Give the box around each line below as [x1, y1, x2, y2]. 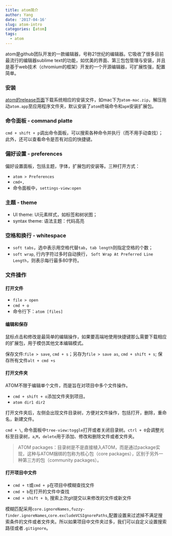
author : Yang [5, 12, 33, 17]
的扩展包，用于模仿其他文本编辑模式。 [5, 340, 86, 346]
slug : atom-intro [5, 22, 42, 27]
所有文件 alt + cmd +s [9, 357, 55, 363]
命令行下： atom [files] [12, 308, 63, 314]
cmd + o [12, 303, 29, 308]
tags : [5, 31, 17, 36]
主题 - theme [5, 198, 37, 206]
